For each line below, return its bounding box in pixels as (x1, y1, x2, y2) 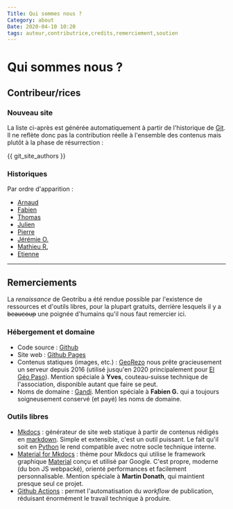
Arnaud (17, 199, 39, 207)
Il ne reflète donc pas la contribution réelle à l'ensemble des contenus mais (7, 131, 222, 140)
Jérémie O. (17, 235, 49, 244)
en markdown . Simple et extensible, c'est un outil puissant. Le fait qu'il (17, 435, 219, 443)
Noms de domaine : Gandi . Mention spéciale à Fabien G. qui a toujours (17, 387, 220, 396)
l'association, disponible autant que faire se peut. (17, 380, 158, 388)
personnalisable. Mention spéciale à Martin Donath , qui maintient (17, 472, 205, 480)
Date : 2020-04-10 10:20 (7, 23, 76, 30)
